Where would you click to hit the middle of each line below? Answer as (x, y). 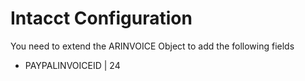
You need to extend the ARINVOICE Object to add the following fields (152, 46)
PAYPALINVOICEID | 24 (72, 65)
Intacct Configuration (101, 18)
